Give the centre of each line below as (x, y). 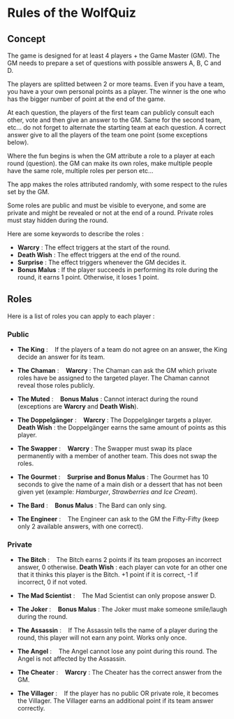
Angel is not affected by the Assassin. (72, 659)
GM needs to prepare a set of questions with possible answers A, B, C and (114, 63)
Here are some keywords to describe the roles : (76, 234)
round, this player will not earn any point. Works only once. (102, 638)
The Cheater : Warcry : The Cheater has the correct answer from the (119, 672)
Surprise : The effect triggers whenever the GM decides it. (102, 262)
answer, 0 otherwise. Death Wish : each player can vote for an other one (122, 567)
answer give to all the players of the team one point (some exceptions (108, 135)
